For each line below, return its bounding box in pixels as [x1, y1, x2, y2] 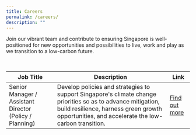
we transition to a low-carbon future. [6, 48, 94, 55]
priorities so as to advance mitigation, [57, 98, 160, 106]
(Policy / [9, 112, 32, 120]
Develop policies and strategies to [57, 83, 150, 91]
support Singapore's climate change [57, 90, 156, 98]
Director [9, 105, 32, 113]
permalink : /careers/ [6, 14, 59, 20]
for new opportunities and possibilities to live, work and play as [33, 41, 184, 49]
